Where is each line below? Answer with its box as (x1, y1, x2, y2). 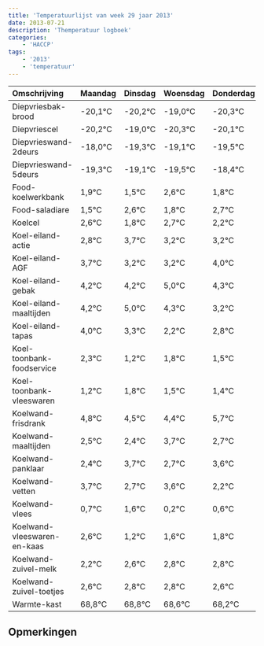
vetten (12, 485, 36, 496)
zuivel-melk (12, 563, 57, 574)
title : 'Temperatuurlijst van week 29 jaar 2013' (8, 11, 174, 20)
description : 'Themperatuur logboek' (8, 26, 132, 34)
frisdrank (12, 418, 46, 429)
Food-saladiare (12, 204, 70, 215)
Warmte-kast (12, 599, 62, 610)
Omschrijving (12, 87, 64, 98)
